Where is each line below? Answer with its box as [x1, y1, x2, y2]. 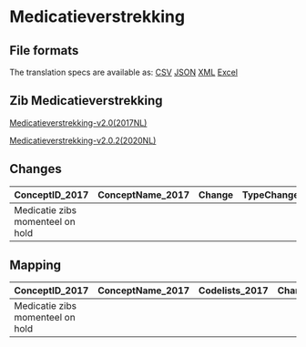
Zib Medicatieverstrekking [9, 93, 163, 108]
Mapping [9, 258, 62, 273]
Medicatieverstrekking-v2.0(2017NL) [9, 117, 148, 128]
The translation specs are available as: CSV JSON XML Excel [9, 66, 239, 77]
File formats [9, 43, 79, 58]
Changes [9, 161, 62, 177]
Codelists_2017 [199, 284, 269, 297]
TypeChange [241, 189, 300, 201]
